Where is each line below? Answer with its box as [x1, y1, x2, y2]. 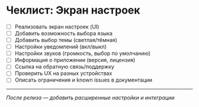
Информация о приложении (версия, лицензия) [14, 57, 136, 64]
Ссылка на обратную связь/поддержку [14, 63, 114, 70]
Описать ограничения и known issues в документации [14, 76, 153, 83]
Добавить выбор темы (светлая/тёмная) [14, 37, 117, 44]
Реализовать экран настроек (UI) [14, 23, 99, 30]
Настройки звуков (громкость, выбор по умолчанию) [14, 50, 151, 57]
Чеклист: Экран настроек [6, 4, 140, 17]
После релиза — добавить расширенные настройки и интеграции [6, 94, 175, 101]
